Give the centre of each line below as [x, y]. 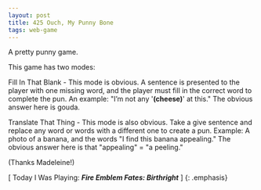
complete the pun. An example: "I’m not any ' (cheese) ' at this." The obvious [130, 99]
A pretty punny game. [43, 52]
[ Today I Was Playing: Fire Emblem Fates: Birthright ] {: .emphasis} [118, 177]
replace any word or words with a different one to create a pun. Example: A [129, 131]
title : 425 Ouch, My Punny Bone [61, 23]
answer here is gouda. [44, 107]
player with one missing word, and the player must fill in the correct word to [130, 91]
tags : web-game [33, 30]
